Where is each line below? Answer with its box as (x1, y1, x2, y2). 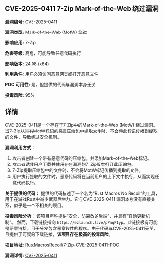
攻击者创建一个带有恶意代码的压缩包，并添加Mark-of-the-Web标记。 (12, 155, 152, 161)
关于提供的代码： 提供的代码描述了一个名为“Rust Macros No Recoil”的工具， (5, 190, 160, 196)
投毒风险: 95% (5, 92, 35, 98)
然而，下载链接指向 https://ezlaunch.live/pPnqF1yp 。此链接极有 (17, 219, 149, 225)
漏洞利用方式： (5, 144, 35, 150)
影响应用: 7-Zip (5, 39, 36, 45)
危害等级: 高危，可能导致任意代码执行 (5, 50, 81, 56)
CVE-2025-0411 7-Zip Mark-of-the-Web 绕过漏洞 (5, 4, 159, 13)
